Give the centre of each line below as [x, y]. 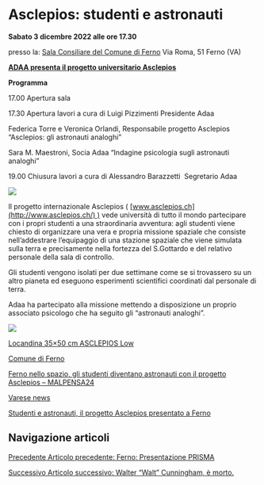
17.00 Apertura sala [40, 97]
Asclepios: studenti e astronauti [116, 15]
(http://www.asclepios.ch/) [52, 215]
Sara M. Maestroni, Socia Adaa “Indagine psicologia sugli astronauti [119, 152]
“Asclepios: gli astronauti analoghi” [65, 137]
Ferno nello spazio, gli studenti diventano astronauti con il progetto [117, 373]
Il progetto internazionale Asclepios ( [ [71, 206]
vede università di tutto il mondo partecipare [174, 215]
